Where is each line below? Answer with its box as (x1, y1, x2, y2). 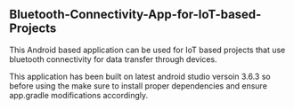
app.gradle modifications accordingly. (9, 90, 149, 100)
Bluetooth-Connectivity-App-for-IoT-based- (9, 7, 262, 22)
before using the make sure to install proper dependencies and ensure (9, 80, 267, 91)
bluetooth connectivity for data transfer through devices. (9, 53, 217, 65)
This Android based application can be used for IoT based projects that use (9, 44, 286, 55)
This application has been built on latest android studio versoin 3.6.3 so (9, 71, 271, 82)
